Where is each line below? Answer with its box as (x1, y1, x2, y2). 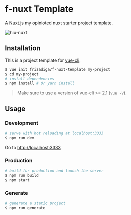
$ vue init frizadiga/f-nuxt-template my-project (5, 67, 111, 72)
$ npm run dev (5, 135, 35, 140)
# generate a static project (5, 201, 66, 206)
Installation (5, 44, 41, 53)
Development (5, 119, 39, 126)
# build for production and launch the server (5, 168, 104, 173)
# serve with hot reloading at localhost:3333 (5, 131, 104, 136)
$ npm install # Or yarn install (5, 81, 75, 86)
